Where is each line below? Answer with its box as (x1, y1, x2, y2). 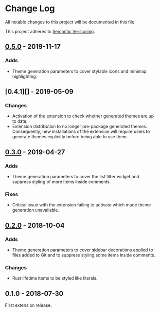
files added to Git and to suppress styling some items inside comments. (12, 252, 156, 258)
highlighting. (12, 73, 37, 79)
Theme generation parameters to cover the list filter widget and (12, 174, 140, 179)
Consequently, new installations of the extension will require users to (12, 128, 150, 134)
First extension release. (5, 302, 52, 308)
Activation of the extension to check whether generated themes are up (12, 113, 154, 119)
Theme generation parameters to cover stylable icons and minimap (12, 68, 147, 74)
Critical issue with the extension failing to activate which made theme (12, 202, 151, 208)
